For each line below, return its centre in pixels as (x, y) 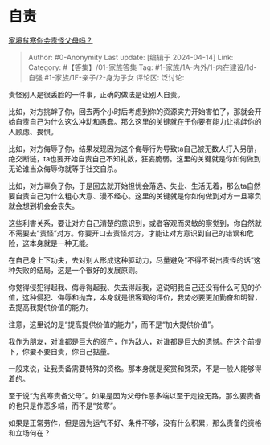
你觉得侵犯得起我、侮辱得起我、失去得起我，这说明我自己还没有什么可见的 (131, 287)
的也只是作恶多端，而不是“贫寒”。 (64, 406)
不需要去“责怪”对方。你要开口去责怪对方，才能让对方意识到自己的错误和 (128, 233)
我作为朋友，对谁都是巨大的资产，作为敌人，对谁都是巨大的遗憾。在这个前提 (135, 341)
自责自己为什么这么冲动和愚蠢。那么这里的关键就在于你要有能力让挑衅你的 (138, 121)
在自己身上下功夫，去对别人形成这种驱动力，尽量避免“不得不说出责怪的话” (131, 260)
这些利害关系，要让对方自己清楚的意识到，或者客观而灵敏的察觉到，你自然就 (135, 222)
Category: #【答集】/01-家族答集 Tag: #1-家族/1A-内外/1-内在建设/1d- (142, 67)
